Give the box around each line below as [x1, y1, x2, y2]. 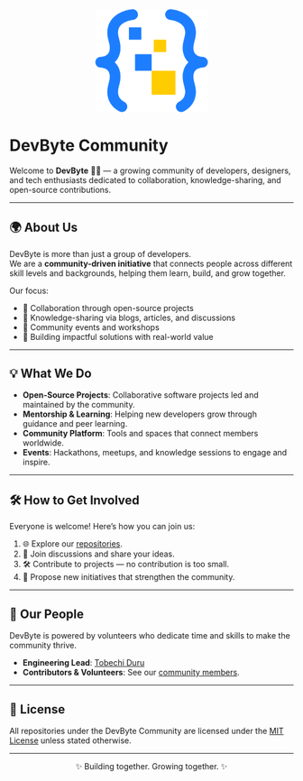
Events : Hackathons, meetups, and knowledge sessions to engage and [22, 447, 288, 458]
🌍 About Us [9, 220, 78, 235]
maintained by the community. [22, 400, 135, 410]
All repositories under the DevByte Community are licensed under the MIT [9, 725, 284, 736]
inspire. [22, 456, 51, 468]
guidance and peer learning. [22, 418, 128, 429]
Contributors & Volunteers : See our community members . [22, 667, 241, 678]
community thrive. [9, 640, 77, 651]
